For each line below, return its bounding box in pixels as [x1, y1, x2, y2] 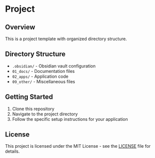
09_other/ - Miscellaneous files [12, 78, 75, 84]
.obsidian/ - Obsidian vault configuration [12, 63, 96, 69]
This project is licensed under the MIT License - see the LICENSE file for [5, 143, 151, 149]
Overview [5, 23, 36, 31]
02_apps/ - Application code [12, 73, 68, 79]
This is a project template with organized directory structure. [5, 36, 127, 42]
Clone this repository [12, 106, 55, 112]
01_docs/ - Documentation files [12, 68, 75, 74]
